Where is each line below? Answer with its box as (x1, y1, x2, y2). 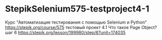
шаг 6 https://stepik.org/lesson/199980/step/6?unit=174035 (5, 29, 126, 35)
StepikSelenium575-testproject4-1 (5, 3, 149, 14)
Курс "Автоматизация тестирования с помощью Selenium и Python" (5, 19, 147, 25)
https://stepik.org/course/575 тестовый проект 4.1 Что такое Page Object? (5, 24, 157, 30)
